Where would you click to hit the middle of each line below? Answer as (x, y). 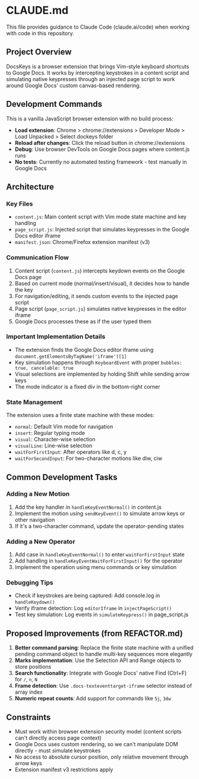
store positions (33, 667)
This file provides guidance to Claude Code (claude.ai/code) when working (98, 27)
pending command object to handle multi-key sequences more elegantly (104, 654)
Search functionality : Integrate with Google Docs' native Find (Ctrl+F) (101, 673)
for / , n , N (26, 679)
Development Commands (54, 104)
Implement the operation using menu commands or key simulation (96, 567)
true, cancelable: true (44, 368)
